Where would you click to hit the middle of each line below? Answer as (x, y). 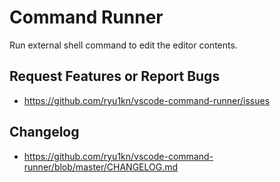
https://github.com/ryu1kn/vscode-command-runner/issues (147, 100)
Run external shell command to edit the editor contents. (123, 45)
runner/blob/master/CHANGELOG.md (101, 167)
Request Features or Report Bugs (115, 76)
